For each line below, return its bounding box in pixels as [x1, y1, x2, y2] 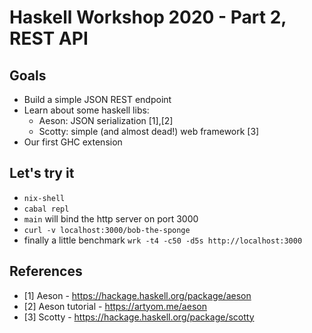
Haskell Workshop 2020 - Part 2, [9, 6, 287, 29]
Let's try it [9, 165, 75, 182]
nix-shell [23, 193, 66, 203]
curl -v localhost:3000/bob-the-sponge [23, 225, 191, 235]
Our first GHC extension [23, 136, 123, 148]
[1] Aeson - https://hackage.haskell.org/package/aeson [23, 289, 252, 301]
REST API [9, 27, 89, 50]
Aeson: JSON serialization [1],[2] [38, 115, 174, 126]
